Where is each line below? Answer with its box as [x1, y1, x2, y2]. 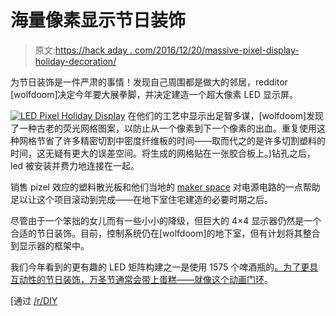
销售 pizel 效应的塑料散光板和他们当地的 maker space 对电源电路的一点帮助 [10, 181, 321, 193]
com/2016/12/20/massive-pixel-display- [134, 44, 300, 56]
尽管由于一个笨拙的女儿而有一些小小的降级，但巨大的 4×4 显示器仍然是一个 [10, 214, 322, 226]
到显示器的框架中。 [10, 239, 90, 251]
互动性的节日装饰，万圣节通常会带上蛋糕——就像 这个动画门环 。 [10, 273, 273, 285]
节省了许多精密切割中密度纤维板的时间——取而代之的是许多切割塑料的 [36, 134, 326, 146]
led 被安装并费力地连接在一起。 [10, 159, 140, 171]
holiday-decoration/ [34, 55, 117, 67]
